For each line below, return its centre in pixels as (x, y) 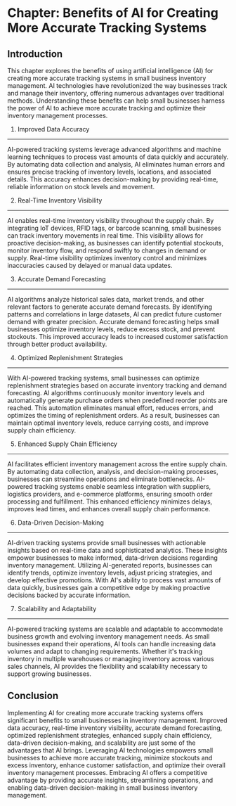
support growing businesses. (50, 674)
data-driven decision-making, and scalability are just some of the (101, 743)
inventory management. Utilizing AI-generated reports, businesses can (110, 565)
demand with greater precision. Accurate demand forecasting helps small (113, 322)
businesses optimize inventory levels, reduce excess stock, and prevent (111, 329)
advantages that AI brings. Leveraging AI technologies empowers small (110, 750)
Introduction (35, 54)
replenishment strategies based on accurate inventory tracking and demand (117, 385)
